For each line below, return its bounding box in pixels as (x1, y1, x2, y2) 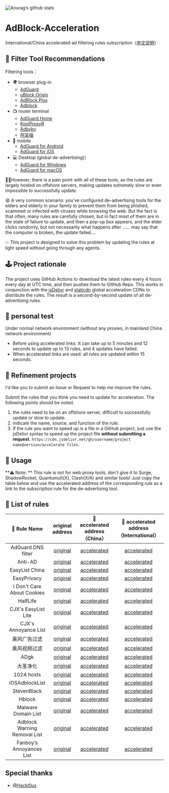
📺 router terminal (12, 108, 49, 114)
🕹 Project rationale (5, 260, 66, 269)
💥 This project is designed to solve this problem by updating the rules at (5, 239, 155, 245)
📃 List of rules (5, 500, 49, 509)
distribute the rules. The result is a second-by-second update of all (5, 292, 144, 298)
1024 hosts (13, 671, 41, 678)
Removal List (12, 731, 43, 738)
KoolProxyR (20, 120, 44, 127)
